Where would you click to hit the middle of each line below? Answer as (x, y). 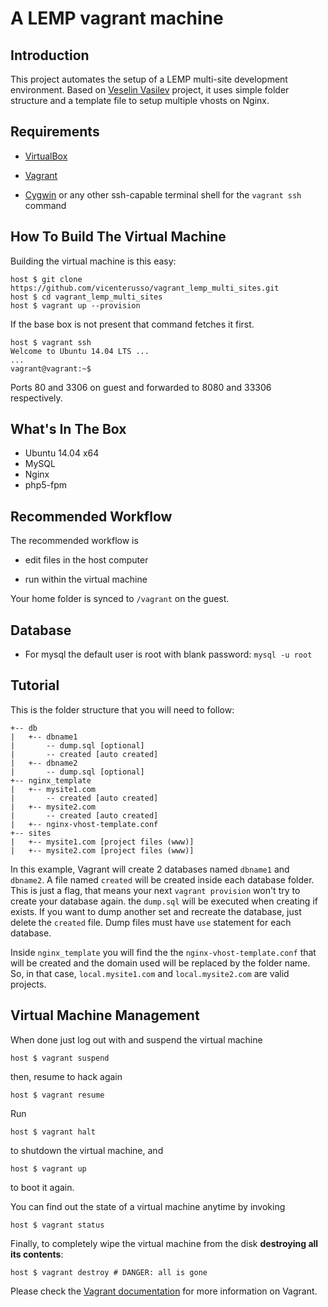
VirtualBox (46, 156)
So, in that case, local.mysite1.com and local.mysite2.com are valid (150, 973)
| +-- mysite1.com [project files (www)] (102, 842)
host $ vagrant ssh (51, 342)
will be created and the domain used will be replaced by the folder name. (160, 963)
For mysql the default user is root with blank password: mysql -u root (168, 654)
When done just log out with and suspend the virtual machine (136, 1039)
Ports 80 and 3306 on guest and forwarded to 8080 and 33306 (141, 387)
